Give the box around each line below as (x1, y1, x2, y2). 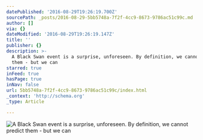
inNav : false (6, 82, 39, 88)
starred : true (6, 65, 42, 71)
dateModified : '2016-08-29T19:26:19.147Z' (6, 31, 115, 37)
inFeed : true (6, 71, 39, 77)
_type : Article (6, 98, 45, 104)
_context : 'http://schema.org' (6, 93, 85, 99)
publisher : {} (6, 43, 42, 49)
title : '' (6, 37, 31, 43)
